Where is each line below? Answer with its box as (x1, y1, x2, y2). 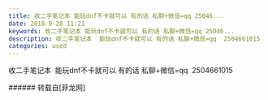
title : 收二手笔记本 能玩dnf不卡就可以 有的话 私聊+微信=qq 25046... (8, 11, 224, 20)
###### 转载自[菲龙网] (8, 83, 86, 93)
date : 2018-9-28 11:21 (8, 20, 85, 28)
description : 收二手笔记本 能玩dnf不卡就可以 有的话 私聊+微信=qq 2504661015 (8, 34, 261, 43)
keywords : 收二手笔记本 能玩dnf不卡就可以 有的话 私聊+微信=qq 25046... (8, 27, 236, 35)
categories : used (8, 42, 67, 50)
